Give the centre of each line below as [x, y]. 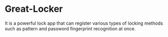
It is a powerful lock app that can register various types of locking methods [84, 23]
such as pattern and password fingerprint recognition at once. [70, 28]
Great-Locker [34, 9]
